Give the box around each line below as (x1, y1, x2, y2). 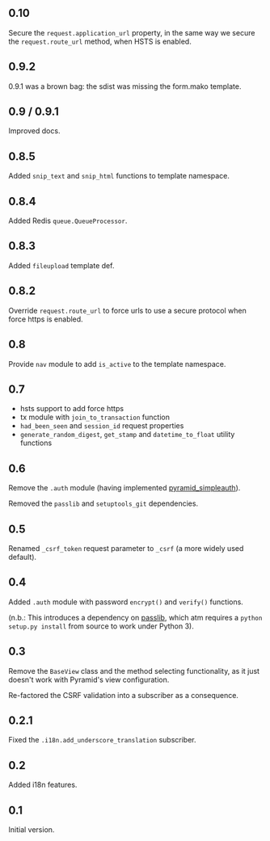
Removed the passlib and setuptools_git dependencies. (8, 498, 199, 508)
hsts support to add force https (19, 404, 124, 414)
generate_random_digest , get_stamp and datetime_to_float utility (19, 430, 235, 439)
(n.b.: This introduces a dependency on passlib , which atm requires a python (8, 612, 263, 622)
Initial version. (8, 825, 55, 835)
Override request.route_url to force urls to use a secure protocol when (8, 305, 247, 315)
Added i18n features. (8, 780, 78, 790)
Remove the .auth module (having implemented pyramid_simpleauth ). (8, 483, 241, 493)
